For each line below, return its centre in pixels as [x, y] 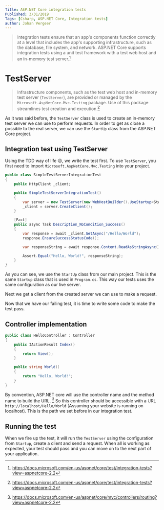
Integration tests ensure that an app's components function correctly [86, 37]
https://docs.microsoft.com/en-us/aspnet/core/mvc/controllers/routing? [84, 497]
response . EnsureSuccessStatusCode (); [61, 238]
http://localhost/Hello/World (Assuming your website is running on [74, 406]
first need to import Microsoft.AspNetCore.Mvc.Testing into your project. [78, 166]
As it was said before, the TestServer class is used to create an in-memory [80, 118]
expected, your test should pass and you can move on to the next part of [78, 449]
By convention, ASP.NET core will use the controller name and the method [80, 394]
